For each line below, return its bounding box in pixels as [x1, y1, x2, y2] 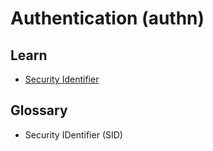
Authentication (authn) [10, 7, 205, 30]
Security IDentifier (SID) [24, 128, 123, 141]
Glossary [10, 102, 68, 119]
